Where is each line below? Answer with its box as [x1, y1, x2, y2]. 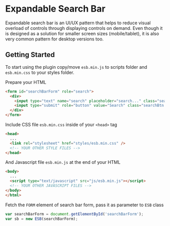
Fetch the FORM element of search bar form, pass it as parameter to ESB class [5, 202, 164, 208]
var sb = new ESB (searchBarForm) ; [5, 216, 78, 221]
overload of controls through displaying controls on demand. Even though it [5, 25, 163, 31]
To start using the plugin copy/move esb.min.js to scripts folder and [5, 64, 148, 70]
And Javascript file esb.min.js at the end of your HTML [5, 159, 120, 165]
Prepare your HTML [5, 79, 47, 85]
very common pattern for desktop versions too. [5, 36, 104, 42]
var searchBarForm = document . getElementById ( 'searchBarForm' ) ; [5, 211, 144, 216]
